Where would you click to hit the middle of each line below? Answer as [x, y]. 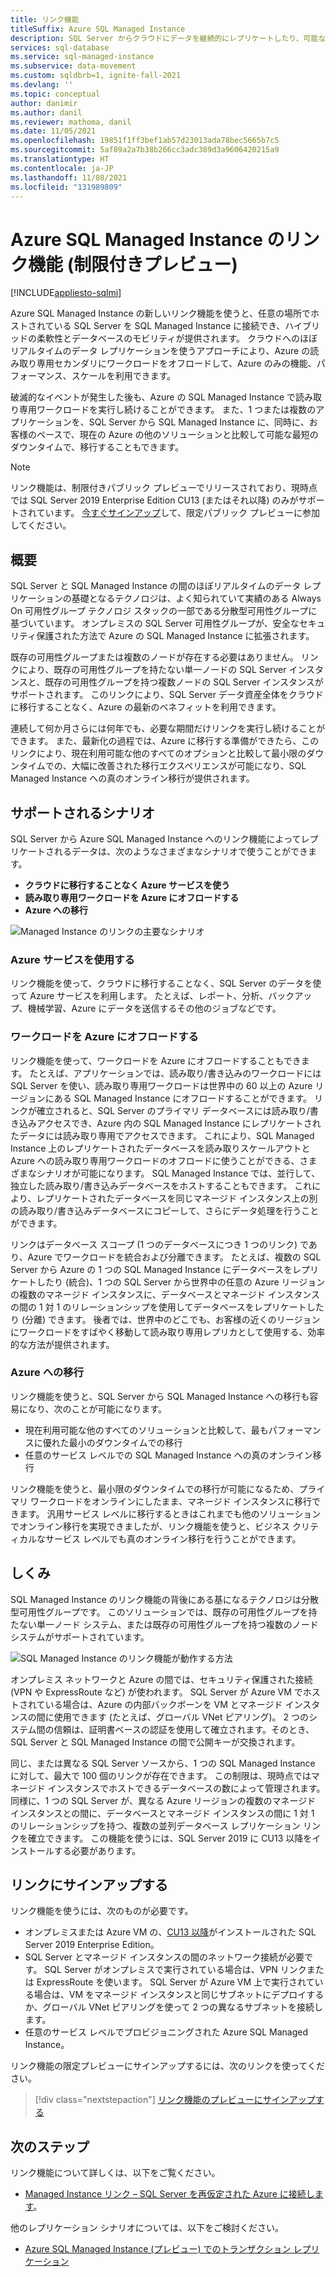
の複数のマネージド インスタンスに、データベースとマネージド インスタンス [165, 1294]
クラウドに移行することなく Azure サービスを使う [127, 885]
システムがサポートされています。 [80, 1637]
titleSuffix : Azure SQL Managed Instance [98, 29]
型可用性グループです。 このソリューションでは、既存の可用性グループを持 [164, 1612]
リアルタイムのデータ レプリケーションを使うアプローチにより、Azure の [160, 351]
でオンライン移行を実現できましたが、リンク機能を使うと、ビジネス [150, 1526]
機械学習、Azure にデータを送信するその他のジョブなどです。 [154, 1008]
